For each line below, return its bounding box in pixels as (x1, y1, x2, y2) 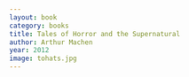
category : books (9, 21, 69, 30)
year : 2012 (9, 46, 50, 55)
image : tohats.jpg (9, 54, 77, 63)
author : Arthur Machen (9, 37, 93, 47)
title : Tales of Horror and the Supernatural (9, 29, 180, 38)
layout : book (9, 12, 58, 22)
